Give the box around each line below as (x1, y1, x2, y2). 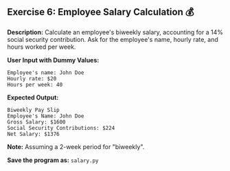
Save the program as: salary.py (7, 156, 99, 164)
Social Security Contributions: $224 (7, 124, 115, 131)
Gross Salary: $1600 (7, 118, 67, 126)
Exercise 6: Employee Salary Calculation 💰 (7, 6, 194, 18)
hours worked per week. (7, 43, 76, 51)
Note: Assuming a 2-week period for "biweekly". (7, 142, 145, 150)
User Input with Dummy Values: (7, 56, 100, 64)
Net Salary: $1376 (7, 130, 60, 137)
